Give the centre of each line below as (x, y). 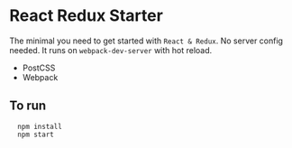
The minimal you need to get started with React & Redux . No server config (146, 41)
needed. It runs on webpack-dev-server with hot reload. (111, 50)
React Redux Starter (87, 16)
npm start (36, 134)
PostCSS (39, 68)
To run (28, 106)
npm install (40, 126)
